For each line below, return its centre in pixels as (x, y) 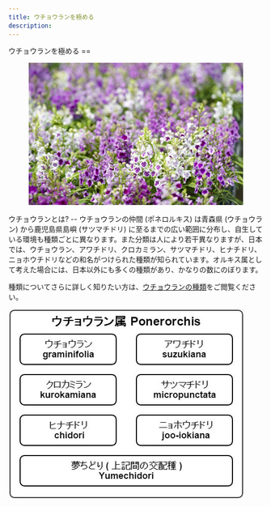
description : (30, 26)
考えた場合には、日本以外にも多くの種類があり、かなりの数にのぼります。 (139, 270)
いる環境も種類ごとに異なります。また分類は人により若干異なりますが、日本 (135, 240)
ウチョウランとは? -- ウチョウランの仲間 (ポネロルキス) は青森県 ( (118, 219)
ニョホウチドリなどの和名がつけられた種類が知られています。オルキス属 (128, 260)
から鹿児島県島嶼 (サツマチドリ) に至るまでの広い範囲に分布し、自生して (141, 229)
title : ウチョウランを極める (51, 17)
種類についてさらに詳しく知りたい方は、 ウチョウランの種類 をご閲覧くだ (129, 287)
